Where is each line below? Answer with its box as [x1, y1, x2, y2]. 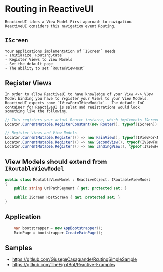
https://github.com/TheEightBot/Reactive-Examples [12, 262, 115, 268]
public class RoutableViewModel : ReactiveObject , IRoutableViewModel [5, 177, 151, 182]
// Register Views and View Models [5, 130, 77, 136]
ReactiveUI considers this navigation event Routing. [5, 23, 116, 29]
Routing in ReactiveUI [5, 3, 94, 15]
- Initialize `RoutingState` [5, 53, 64, 58]
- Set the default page [5, 61, 53, 66]
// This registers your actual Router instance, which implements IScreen [5, 117, 160, 122]
